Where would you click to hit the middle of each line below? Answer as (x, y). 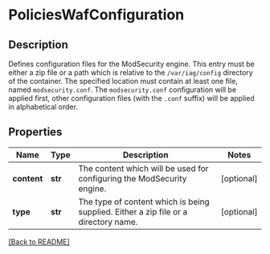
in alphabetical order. (43, 107)
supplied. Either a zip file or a (133, 211)
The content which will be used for (143, 169)
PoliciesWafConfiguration (96, 15)
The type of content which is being (144, 202)
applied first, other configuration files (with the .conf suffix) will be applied (131, 98)
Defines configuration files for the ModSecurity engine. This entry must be (132, 64)
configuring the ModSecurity (133, 178)
